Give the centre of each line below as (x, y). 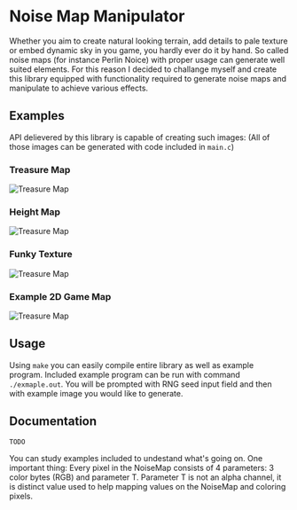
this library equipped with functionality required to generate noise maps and (148, 78)
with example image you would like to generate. (96, 393)
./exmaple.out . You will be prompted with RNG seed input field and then (141, 384)
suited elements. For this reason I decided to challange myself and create (143, 69)
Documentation (53, 422)
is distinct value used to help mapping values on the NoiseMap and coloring (148, 486)
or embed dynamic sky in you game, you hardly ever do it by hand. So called (149, 50)
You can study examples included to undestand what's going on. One (136, 458)
